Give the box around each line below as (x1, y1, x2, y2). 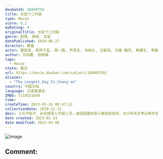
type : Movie (5, 16, 29, 21)
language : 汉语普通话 (5, 88, 45, 93)
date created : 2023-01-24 (5, 115, 57, 121)
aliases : (5, 75, 23, 80)
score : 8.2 (5, 20, 27, 26)
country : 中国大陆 (5, 84, 40, 89)
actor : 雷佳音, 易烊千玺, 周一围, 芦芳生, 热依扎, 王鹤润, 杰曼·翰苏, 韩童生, (5, 48, 149, 53)
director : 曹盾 (5, 43, 34, 48)
